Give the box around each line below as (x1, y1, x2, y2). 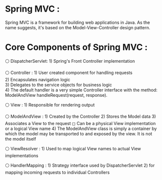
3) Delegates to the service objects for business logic (5, 82, 112, 88)
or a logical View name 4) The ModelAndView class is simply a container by (5, 126, 157, 131)
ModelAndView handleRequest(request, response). (5, 92, 108, 98)
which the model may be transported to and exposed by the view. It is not (5, 130, 152, 137)
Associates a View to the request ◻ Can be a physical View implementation (5, 120, 156, 126)
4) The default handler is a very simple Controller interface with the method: (5, 87, 158, 93)
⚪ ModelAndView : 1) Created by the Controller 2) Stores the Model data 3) (5, 113, 156, 119)
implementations (5, 152, 39, 159)
